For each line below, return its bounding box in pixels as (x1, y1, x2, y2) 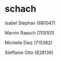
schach (5, 3, 36, 15)
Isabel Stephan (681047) (5, 20, 56, 26)
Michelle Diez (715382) (5, 39, 52, 46)
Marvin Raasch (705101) (5, 29, 55, 36)
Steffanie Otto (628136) (5, 49, 53, 55)
